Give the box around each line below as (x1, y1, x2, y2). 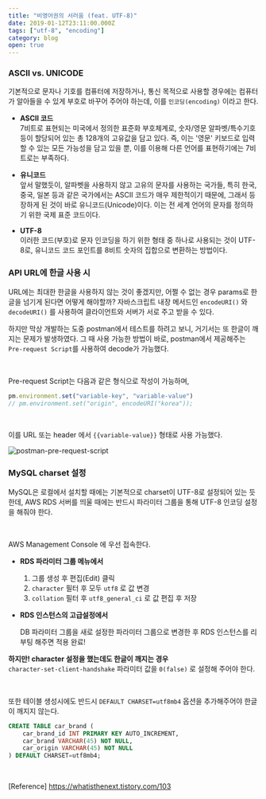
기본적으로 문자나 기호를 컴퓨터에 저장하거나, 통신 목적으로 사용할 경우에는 (8, 87, 237, 96)
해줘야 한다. (16, 507, 53, 516)
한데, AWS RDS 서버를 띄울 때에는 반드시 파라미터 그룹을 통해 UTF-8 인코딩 (8, 497, 243, 507)
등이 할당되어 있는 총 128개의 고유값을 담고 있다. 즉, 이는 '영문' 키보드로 (19, 133, 241, 143)
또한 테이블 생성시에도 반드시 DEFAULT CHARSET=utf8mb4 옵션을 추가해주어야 (8, 696, 243, 706)
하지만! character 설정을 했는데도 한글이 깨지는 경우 (8, 654, 169, 664)
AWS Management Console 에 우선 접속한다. (8, 539, 151, 549)
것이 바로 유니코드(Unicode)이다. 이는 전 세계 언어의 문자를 (49, 200, 233, 210)
